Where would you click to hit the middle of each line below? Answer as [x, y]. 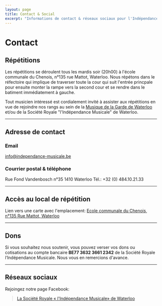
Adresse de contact [35, 132]
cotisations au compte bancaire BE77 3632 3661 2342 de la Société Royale [80, 252]
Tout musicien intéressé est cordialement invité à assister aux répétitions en [80, 102]
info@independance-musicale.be [38, 156]
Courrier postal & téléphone [38, 168]
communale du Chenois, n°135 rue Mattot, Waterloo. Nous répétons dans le [80, 77]
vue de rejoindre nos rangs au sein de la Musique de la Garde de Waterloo [79, 107]
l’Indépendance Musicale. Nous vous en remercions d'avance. [67, 258]
